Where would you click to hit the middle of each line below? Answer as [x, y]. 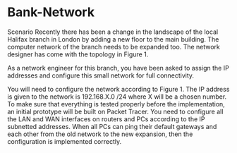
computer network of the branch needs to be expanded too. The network [114, 47]
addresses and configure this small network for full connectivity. [101, 75]
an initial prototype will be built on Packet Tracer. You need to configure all [115, 111]
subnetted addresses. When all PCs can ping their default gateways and [112, 126]
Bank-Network [51, 12]
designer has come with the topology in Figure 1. [78, 54]
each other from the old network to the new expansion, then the [100, 134]
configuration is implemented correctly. [65, 141]
